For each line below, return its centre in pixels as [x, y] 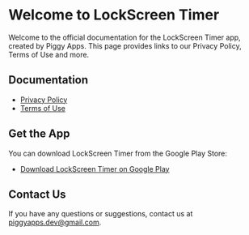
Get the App [39, 134]
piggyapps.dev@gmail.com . [55, 222]
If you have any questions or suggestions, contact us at [101, 214]
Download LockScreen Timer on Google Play [95, 169]
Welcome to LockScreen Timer [114, 15]
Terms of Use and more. [49, 54]
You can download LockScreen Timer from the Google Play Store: [118, 153]
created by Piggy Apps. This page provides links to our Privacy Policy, [125, 45]
